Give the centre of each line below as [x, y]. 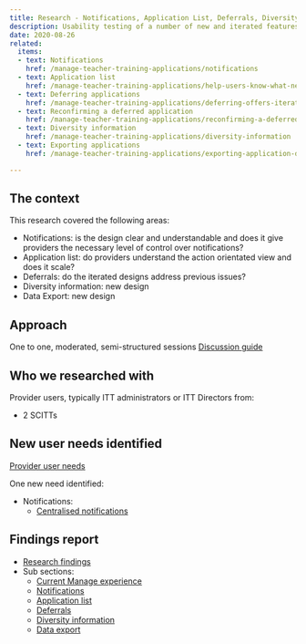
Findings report [54, 540]
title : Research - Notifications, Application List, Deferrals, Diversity [154, 18]
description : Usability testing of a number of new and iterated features [154, 26]
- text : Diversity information [77, 129]
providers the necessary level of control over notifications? [133, 248]
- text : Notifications [61, 60]
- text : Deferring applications [79, 94]
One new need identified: [57, 483]
